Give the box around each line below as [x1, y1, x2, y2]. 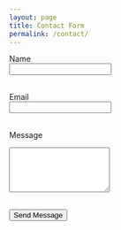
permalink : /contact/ [9, 29, 89, 38]
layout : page [9, 12, 57, 22]
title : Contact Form [9, 21, 86, 30]
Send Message [13, 211, 64, 220]
